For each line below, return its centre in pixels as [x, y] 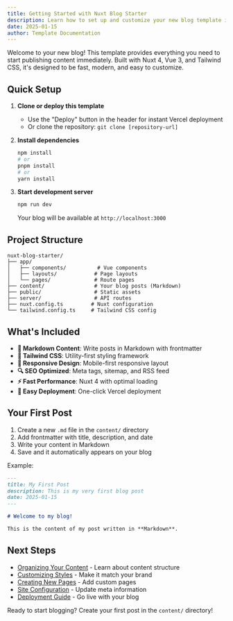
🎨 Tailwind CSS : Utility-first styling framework [83, 355]
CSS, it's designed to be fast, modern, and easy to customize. [95, 67]
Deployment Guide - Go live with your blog [78, 597]
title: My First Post [38, 484]
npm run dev [34, 205]
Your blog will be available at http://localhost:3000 [92, 218]
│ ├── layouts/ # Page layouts [72, 274]
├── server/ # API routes [69, 298]
